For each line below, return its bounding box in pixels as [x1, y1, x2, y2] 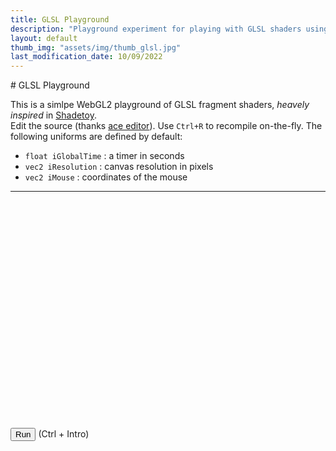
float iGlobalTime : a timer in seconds [24, 150, 185, 162]
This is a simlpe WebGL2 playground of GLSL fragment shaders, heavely [10, 99, 310, 111]
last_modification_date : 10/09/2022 [10, 52, 163, 62]
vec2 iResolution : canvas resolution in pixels [24, 161, 214, 173]
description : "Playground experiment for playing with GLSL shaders [10, 24, 302, 34]
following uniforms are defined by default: [10, 131, 183, 143]
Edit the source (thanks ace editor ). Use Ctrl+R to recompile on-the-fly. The [10, 120, 323, 132]
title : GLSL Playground [10, 14, 110, 25]
